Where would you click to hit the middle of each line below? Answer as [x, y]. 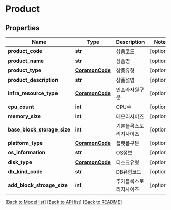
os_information [27, 152]
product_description [33, 80]
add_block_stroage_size [38, 185]
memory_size [24, 116]
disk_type [20, 162]
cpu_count [21, 107]
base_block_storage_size [39, 129]
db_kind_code [25, 172]
